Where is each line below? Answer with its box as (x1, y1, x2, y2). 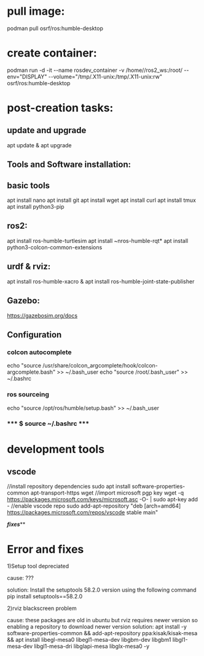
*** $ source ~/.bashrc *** (7, 419, 90, 428)
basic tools (7, 180, 50, 191)
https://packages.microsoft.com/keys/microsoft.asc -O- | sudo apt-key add (7, 496, 198, 503)
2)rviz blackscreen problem (7, 604, 77, 612)
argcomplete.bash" (7, 368, 56, 376)
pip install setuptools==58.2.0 (7, 593, 83, 600)
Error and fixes (7, 542, 84, 556)
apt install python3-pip (7, 203, 65, 210)
